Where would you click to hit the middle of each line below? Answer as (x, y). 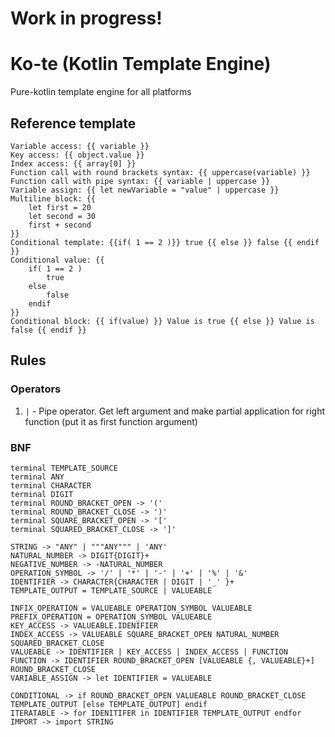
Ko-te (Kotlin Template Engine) (141, 64)
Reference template (73, 123)
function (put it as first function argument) (111, 421)
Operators (36, 389)
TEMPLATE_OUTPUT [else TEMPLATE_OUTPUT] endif (109, 704)
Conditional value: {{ (57, 260)
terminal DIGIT (42, 494)
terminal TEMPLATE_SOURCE (64, 468)
